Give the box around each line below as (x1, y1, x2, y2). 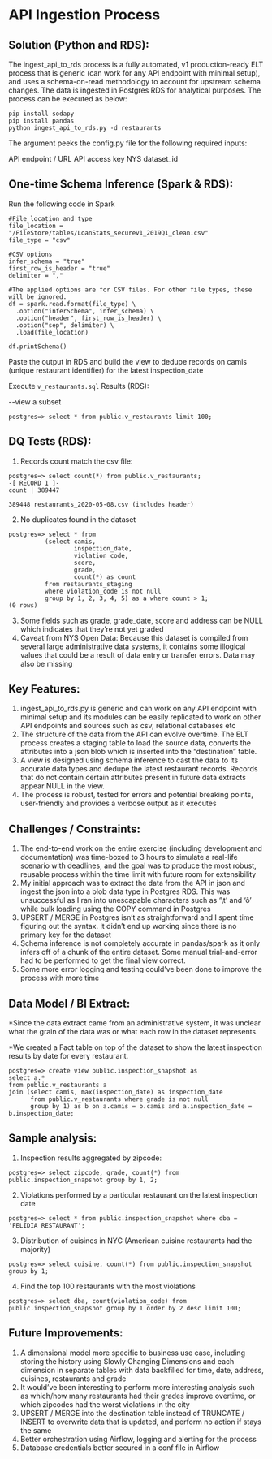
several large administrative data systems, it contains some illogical (19, 641, 246, 651)
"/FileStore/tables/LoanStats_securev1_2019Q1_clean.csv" (8, 229, 209, 237)
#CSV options (8, 250, 53, 258)
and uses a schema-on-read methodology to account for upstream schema (8, 77, 261, 86)
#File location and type (8, 214, 93, 222)
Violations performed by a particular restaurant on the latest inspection (19, 1189, 257, 1199)
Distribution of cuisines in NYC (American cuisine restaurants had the (19, 1236, 253, 1245)
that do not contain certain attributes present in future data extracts (19, 773, 246, 783)
